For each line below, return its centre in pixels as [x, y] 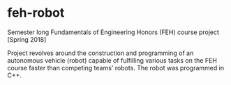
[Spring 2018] [27, 39]
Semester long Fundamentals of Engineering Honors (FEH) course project [113, 32]
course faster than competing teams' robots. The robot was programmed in [116, 68]
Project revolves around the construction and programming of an [100, 53]
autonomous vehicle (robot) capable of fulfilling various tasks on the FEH [112, 60]
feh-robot [36, 13]
